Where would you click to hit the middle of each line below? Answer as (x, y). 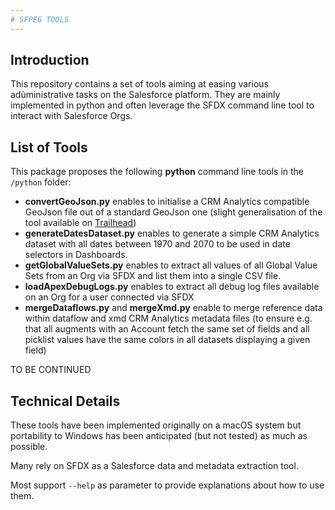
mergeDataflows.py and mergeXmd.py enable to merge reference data (173, 308)
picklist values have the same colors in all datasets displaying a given (167, 340)
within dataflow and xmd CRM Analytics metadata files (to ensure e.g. (168, 318)
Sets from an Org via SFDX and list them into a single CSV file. (153, 276)
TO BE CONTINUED (51, 370)
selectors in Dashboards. (76, 255)
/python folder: (41, 182)
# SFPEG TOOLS (40, 19)
